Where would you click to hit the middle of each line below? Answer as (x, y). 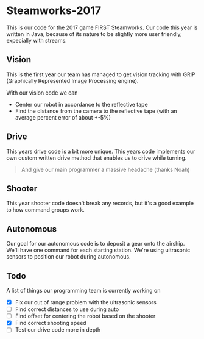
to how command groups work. (46, 210)
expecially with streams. (37, 40)
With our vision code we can (42, 93)
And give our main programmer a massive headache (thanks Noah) (105, 169)
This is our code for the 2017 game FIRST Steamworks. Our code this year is (102, 27)
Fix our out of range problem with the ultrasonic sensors (86, 302)
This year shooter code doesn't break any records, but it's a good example (100, 203)
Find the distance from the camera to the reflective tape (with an (96, 111)
